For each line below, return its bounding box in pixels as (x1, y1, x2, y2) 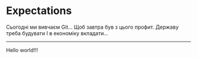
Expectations (6, 4, 72, 18)
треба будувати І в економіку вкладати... (6, 29, 108, 36)
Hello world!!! (6, 46, 38, 53)
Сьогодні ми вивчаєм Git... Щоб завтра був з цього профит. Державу (6, 23, 179, 30)
